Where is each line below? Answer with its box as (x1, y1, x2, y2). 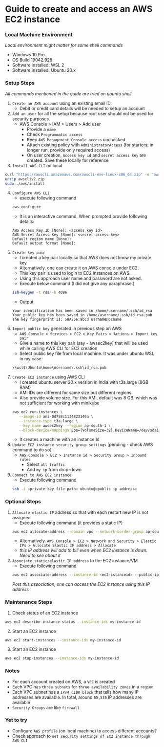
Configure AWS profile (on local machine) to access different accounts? (12, 727, 157, 734)
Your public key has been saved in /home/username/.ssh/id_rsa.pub (12, 313, 152, 318)
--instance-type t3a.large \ (19, 418, 78, 423)
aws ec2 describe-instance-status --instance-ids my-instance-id (5, 619, 141, 624)
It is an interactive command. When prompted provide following (19, 214, 147, 220)
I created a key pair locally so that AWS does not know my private (19, 255, 152, 261)
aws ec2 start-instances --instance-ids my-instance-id (5, 637, 121, 642)
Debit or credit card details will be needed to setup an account (19, 105, 145, 111)
